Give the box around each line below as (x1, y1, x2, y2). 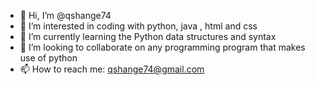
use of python (19, 52, 78, 64)
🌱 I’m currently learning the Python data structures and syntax (19, 31, 277, 42)
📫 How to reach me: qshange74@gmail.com (19, 63, 205, 75)
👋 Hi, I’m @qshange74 (19, 10, 112, 21)
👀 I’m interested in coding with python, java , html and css (19, 20, 258, 32)
